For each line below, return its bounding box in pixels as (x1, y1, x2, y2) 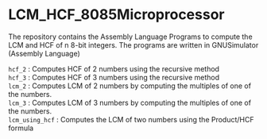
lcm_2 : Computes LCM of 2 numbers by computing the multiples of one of (8, 81, 252, 91)
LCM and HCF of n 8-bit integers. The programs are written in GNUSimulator (8, 40, 259, 49)
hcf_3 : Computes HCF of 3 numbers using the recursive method (8, 72, 220, 82)
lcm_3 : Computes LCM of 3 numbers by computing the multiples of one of (8, 98, 252, 107)
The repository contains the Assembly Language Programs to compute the (8, 32, 253, 41)
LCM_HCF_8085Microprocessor (8, 6, 225, 24)
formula (8, 123, 34, 133)
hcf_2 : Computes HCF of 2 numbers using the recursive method (8, 64, 220, 73)
